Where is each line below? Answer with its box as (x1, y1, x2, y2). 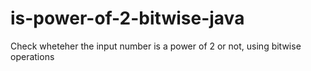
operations (10, 50, 55, 62)
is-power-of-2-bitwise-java (10, 7, 245, 30)
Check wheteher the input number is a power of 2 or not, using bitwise (10, 40, 302, 52)
